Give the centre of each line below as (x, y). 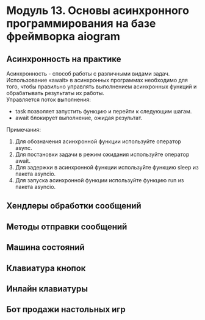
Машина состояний (46, 247)
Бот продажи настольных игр (66, 309)
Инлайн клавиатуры (47, 289)
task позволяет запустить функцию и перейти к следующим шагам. (103, 111)
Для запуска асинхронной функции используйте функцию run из (99, 180)
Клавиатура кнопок (46, 268)
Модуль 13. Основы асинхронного (98, 11)
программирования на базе (81, 23)
